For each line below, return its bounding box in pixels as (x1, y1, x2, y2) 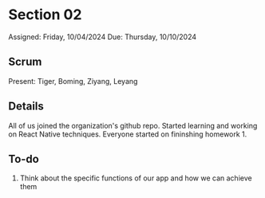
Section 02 (8, 6, 82, 24)
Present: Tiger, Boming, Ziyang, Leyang (8, 76, 138, 85)
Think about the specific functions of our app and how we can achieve (19, 173, 253, 183)
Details (8, 100, 44, 113)
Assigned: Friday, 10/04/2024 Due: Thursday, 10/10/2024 (8, 32, 197, 42)
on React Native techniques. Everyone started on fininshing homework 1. (8, 129, 247, 139)
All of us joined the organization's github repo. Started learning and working (8, 121, 258, 130)
